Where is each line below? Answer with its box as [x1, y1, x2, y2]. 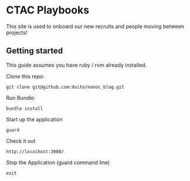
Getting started [6, 46, 63, 56]
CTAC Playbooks [6, 4, 90, 17]
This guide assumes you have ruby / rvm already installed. [6, 61, 147, 68]
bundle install [6, 106, 43, 112]
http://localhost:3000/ [6, 148, 65, 155]
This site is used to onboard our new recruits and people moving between [6, 23, 185, 30]
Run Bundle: [6, 94, 36, 101]
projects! [6, 29, 28, 36]
